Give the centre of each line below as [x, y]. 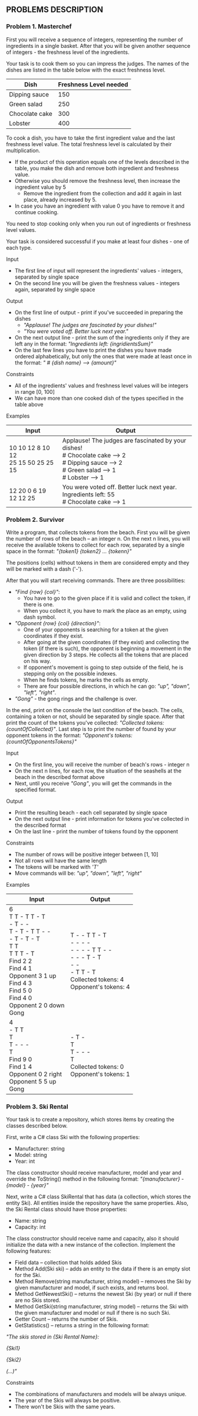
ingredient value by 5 [40, 187]
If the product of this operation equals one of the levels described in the [102, 161]
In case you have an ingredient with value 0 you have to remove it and [99, 206]
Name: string [30, 1221]
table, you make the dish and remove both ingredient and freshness [97, 168]
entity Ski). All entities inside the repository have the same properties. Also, [97, 1203]
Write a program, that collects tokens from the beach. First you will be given [98, 532]
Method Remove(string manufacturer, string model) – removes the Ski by [103, 1281]
